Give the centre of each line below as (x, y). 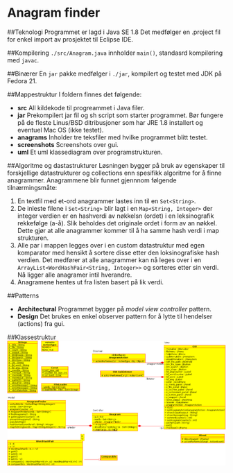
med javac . (23, 60)
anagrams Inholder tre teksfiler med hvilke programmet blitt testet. (112, 137)
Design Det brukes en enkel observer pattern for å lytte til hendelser (115, 316)
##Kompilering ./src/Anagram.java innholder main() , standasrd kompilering (115, 53)
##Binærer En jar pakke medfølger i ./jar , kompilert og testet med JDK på (114, 74)
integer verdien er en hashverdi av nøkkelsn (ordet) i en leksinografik (115, 216)
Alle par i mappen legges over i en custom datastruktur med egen (111, 245)
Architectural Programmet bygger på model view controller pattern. (114, 309)
